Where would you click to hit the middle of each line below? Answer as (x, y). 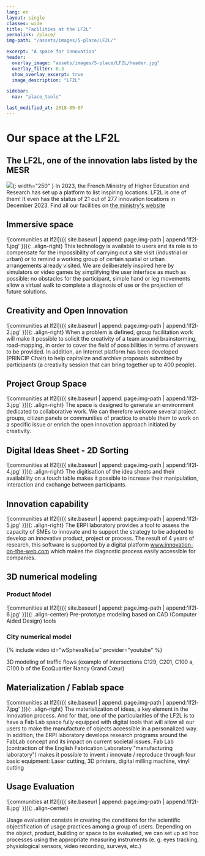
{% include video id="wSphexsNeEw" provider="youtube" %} (84, 650)
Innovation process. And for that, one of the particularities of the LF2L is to (100, 715)
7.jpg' (13, 709)
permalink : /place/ (31, 35)
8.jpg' (14, 808)
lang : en (17, 12)
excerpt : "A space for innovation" (52, 52)
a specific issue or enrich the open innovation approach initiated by (91, 425)
